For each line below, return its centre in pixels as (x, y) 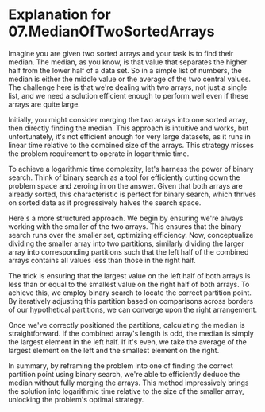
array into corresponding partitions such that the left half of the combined (129, 251)
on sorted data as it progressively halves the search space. (105, 202)
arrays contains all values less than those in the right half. (102, 260)
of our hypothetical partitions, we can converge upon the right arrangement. (133, 309)
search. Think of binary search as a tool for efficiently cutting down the (124, 177)
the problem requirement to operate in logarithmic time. (99, 154)
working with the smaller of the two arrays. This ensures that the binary (125, 226)
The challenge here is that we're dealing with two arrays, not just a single (128, 87)
